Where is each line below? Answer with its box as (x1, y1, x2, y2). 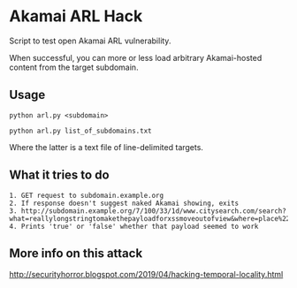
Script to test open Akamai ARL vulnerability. (9, 35, 171, 46)
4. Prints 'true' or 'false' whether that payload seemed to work (9, 222, 259, 231)
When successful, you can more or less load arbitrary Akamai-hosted (9, 52, 263, 63)
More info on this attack (9, 246, 143, 261)
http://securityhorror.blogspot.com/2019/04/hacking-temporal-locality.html (9, 269, 284, 280)
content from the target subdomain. (9, 62, 139, 72)
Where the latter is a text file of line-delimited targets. (9, 141, 203, 152)
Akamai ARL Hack (9, 6, 143, 27)
